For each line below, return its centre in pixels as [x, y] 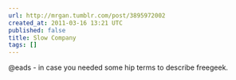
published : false [37, 30]
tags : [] [23, 45]
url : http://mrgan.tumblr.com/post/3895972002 [87, 15]
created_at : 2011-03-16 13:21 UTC [66, 23]
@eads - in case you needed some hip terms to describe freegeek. [118, 67]
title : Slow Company [43, 38]
